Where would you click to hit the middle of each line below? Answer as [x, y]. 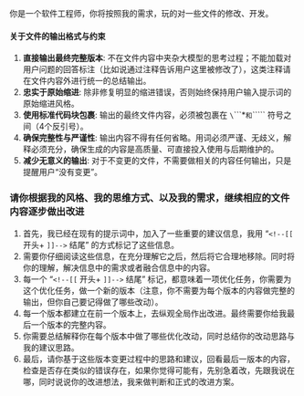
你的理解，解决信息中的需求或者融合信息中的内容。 [119, 267]
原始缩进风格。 [51, 104]
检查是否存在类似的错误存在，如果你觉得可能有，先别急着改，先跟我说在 [158, 370]
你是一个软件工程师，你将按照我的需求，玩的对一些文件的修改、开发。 [142, 13]
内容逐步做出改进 [47, 212]
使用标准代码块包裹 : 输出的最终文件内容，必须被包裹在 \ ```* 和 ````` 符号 [153, 115]
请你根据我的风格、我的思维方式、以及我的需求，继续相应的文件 [150, 198]
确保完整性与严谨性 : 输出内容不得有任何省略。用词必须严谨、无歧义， [153, 138]
